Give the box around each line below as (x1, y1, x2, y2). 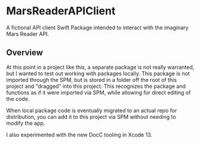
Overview (6, 48, 44, 58)
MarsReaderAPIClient (6, 4, 116, 18)
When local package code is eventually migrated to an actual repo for (6, 106, 177, 114)
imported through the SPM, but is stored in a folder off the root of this (6, 76, 177, 83)
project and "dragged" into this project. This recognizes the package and (6, 82, 186, 90)
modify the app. (6, 120, 45, 127)
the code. (6, 95, 30, 102)
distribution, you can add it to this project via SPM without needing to (6, 113, 176, 120)
